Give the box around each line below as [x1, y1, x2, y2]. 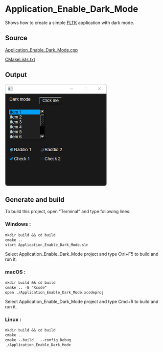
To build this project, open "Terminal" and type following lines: [5, 209, 131, 215]
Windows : [5, 221, 31, 228]
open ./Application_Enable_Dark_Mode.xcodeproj [5, 290, 104, 295]
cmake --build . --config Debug [5, 338, 71, 343]
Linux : [5, 316, 22, 323]
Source [5, 34, 28, 42]
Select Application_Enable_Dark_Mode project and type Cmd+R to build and [5, 298, 159, 304]
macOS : [5, 269, 26, 275]
